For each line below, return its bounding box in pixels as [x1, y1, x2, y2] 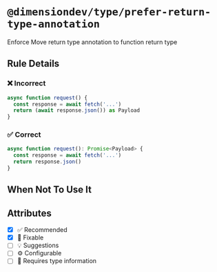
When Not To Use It [7, 184, 92, 195]
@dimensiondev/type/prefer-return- [7, 6, 211, 19]
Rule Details [7, 58, 60, 70]
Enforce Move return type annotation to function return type [7, 37, 178, 46]
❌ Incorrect [7, 79, 46, 88]
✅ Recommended [17, 226, 68, 234]
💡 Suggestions [17, 241, 59, 250]
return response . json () [13, 158, 81, 166]
